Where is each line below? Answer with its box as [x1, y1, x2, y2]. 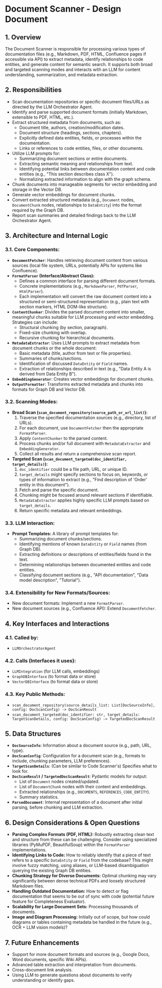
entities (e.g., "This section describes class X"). [19, 171, 115, 177]
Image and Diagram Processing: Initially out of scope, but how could [12, 914, 150, 920]
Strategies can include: [12, 319, 58, 325]
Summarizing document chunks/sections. [19, 536, 103, 542]
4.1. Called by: [5, 634, 39, 641]
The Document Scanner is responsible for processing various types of [5, 46, 145, 52]
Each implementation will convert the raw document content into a [19, 293, 151, 299]
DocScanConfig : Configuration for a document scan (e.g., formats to [12, 753, 146, 759]
